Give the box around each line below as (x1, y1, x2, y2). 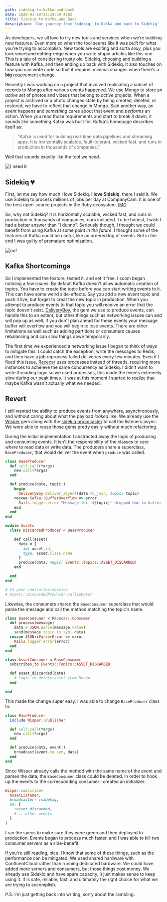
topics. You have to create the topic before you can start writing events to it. (5, 286, 161, 292)
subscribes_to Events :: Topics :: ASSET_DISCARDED (9, 662, 111, 667)
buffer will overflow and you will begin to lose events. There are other (5, 322, 148, 329)
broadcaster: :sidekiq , (9, 797, 59, 802)
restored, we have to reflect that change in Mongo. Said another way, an (5, 103, 154, 109)
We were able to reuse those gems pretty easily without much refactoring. (5, 424, 158, 430)
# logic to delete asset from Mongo (14, 676, 91, 681)
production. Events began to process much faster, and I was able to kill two (5, 835, 160, 841)
